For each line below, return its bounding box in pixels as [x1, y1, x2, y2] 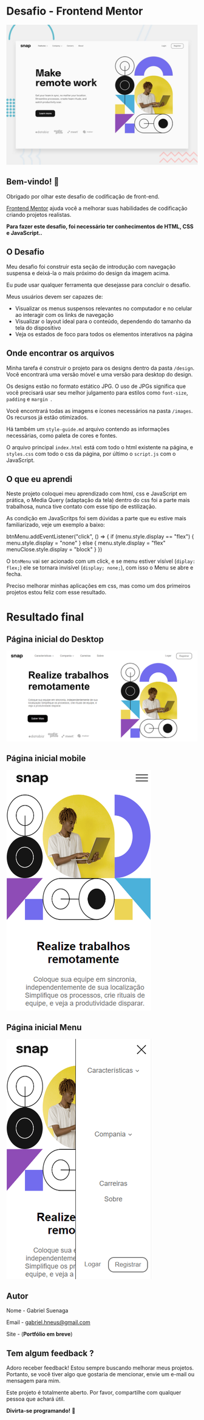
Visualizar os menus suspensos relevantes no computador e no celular [15, 305, 192, 312]
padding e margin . [6, 395, 53, 403]
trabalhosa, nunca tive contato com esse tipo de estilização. [6, 503, 157, 511]
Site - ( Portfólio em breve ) [6, 1331, 73, 1338]
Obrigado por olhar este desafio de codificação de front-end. [6, 192, 160, 200]
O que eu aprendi [6, 474, 73, 484]
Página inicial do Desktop [6, 634, 104, 644]
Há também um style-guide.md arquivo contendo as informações [6, 425, 170, 432]
